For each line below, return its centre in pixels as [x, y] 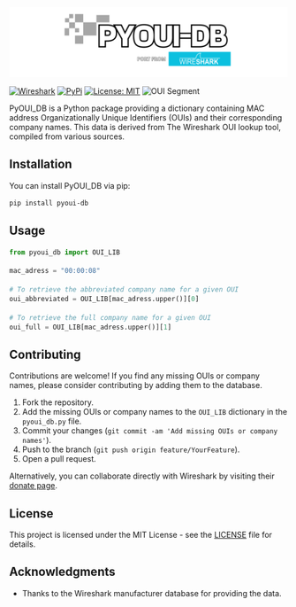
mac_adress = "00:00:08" [55, 271]
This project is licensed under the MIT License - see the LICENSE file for [140, 535]
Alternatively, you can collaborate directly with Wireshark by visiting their [142, 476]
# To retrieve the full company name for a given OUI [110, 317]
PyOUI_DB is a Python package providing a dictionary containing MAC [137, 108]
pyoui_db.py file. [52, 421]
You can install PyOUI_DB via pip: [70, 185]
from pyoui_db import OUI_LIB [65, 252]
